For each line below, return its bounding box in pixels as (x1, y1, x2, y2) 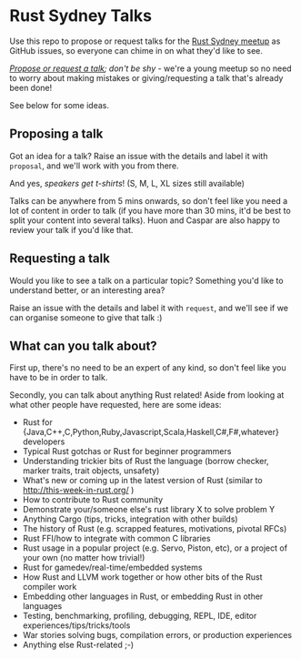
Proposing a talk (9, 127, 104, 142)
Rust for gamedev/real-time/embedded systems (22, 562, 203, 573)
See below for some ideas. (9, 99, 109, 110)
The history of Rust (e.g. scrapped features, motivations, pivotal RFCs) (22, 523, 287, 534)
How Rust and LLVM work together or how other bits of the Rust (22, 572, 263, 583)
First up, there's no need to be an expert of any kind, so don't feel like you (9, 362, 286, 373)
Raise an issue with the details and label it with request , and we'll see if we (9, 302, 289, 313)
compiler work (22, 582, 77, 593)
